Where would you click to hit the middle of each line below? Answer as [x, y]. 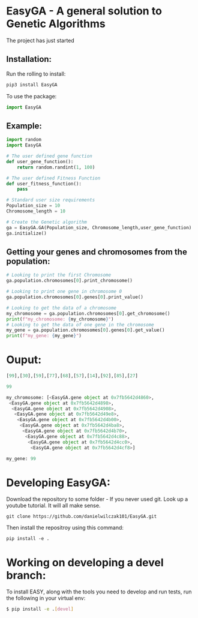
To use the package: [31, 96]
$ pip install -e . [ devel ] [40, 609]
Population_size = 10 [33, 206]
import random [24, 140]
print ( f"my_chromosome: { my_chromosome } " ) [60, 319]
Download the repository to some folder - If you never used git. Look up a [97, 499]
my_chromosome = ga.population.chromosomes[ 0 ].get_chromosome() [88, 313]
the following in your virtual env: [46, 598]
